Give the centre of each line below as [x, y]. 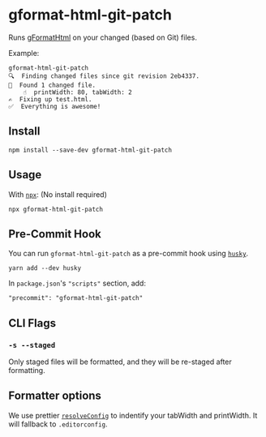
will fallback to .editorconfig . [58, 424]
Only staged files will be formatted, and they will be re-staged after [120, 362]
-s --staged [32, 345]
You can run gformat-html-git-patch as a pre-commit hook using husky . [129, 254]
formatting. [27, 371]
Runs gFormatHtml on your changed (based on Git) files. [103, 37]
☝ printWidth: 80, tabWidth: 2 [77, 92]
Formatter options [55, 396]
